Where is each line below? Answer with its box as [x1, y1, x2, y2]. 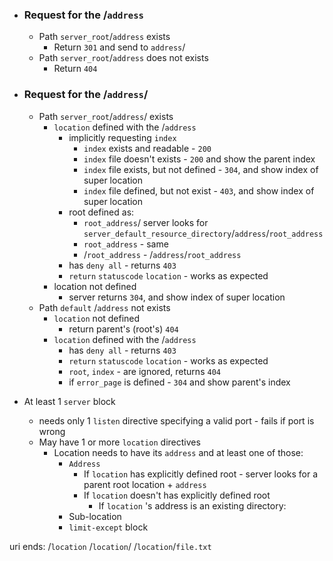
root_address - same [83, 238, 169, 250]
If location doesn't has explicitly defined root [83, 489, 271, 501]
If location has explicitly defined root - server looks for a [83, 468, 319, 480]
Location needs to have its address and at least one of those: [53, 446, 304, 458]
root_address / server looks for [83, 216, 209, 228]
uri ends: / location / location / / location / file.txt [9, 540, 212, 552]
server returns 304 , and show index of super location [68, 291, 286, 303]
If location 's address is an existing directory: [98, 499, 287, 512]
